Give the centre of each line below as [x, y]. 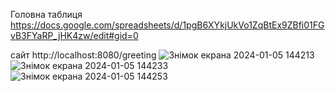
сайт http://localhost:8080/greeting [83, 55]
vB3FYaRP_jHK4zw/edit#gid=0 [74, 35]
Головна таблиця [46, 14]
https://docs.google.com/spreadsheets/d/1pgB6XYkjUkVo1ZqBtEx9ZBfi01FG [167, 25]
